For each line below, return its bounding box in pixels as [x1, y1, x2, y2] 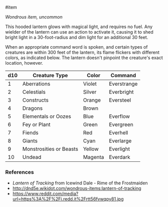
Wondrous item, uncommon [5, 14, 63, 20]
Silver [82, 89, 97, 95]
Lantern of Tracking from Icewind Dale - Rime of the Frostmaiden [12, 180, 148, 186]
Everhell [109, 129, 128, 136]
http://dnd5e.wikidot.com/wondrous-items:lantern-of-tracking [12, 185, 142, 191]
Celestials [22, 89, 46, 95]
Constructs [22, 97, 49, 103]
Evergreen [109, 121, 134, 128]
